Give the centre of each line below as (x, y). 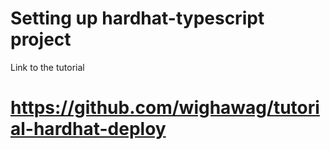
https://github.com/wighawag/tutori (165, 108)
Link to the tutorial (47, 67)
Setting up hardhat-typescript (137, 18)
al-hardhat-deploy (88, 129)
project (41, 39)
